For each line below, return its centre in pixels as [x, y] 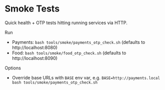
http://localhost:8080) [35, 47]
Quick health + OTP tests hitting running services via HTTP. [66, 23]
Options [13, 68]
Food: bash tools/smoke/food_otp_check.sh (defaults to [69, 53]
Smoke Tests [32, 9]
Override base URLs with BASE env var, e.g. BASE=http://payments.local [86, 77]
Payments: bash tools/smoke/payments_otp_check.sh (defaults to [78, 42]
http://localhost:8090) [35, 58]
